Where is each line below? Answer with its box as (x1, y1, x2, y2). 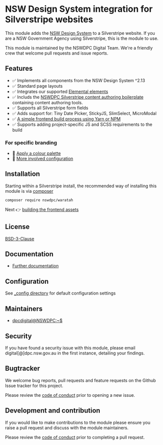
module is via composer (5, 188, 54, 194)
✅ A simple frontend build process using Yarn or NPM (12, 116, 121, 121)
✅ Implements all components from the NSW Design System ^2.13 (12, 77, 145, 83)
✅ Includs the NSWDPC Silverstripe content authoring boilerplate (12, 94, 143, 100)
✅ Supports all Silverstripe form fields (12, 105, 89, 111)
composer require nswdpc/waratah (5, 198, 73, 203)
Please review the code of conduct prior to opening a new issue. (5, 392, 136, 398)
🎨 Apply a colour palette (12, 150, 61, 156)
